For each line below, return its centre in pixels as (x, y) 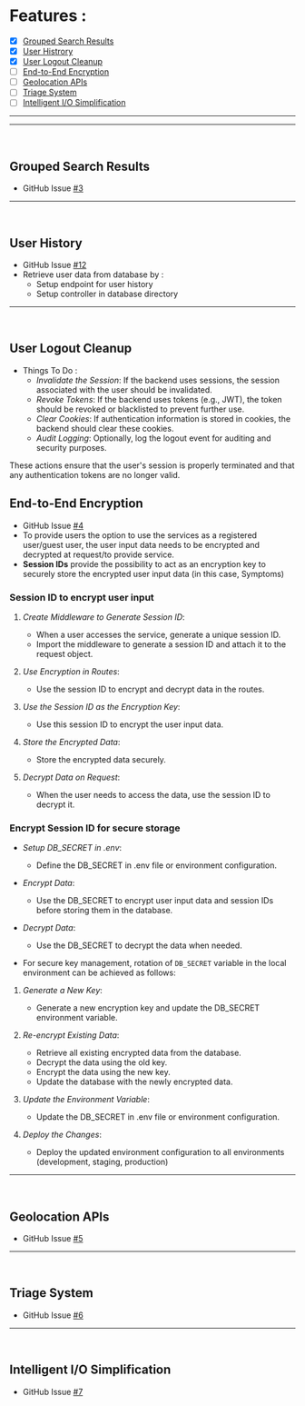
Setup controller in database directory (107, 294)
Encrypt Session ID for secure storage (95, 828)
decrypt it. (55, 804)
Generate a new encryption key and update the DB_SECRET (148, 1008)
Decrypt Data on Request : (71, 777)
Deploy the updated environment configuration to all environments (160, 1152)
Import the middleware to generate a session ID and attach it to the (161, 644)
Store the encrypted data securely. (101, 759)
